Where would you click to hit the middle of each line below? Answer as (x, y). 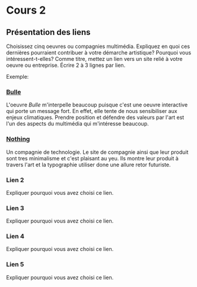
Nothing (18, 139)
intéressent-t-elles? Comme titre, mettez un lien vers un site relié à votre (94, 59)
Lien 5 (15, 265)
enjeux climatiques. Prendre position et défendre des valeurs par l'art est (95, 117)
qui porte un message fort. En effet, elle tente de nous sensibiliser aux (92, 111)
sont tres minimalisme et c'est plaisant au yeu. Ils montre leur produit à (93, 158)
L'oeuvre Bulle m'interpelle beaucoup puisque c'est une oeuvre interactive (97, 105)
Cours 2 (26, 10)
